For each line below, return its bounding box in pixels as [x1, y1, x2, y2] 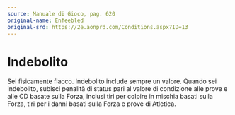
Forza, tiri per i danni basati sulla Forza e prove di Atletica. [7, 99, 177, 108]
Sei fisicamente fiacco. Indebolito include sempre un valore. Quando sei [7, 77, 217, 85]
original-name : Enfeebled [7, 17, 84, 24]
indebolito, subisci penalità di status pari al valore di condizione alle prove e [7, 85, 228, 93]
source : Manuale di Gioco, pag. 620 [7, 10, 115, 18]
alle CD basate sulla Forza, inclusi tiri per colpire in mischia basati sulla [7, 92, 214, 101]
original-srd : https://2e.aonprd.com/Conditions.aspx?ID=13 [7, 23, 189, 30]
